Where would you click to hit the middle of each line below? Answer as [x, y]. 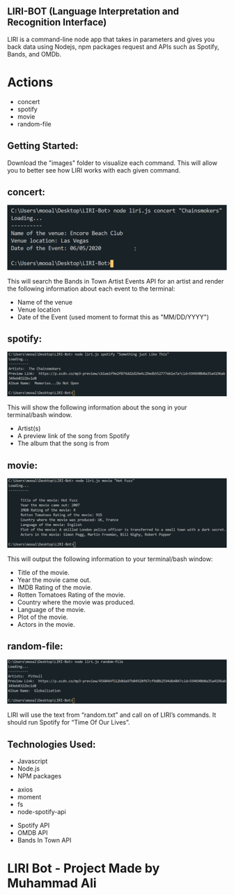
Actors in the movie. [46, 624]
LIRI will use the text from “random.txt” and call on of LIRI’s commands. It [112, 715]
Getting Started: [43, 146]
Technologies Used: [52, 744]
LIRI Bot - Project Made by [84, 868]
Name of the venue [45, 302]
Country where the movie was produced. [76, 602]
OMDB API [32, 833]
